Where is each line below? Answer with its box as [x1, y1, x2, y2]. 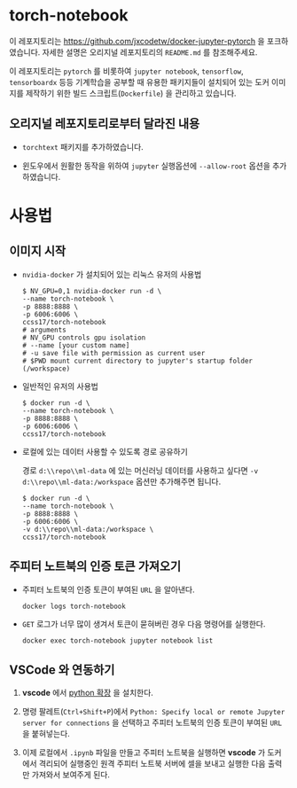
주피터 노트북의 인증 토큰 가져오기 [9, 559, 182, 574]
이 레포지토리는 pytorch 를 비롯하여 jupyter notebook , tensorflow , [9, 66, 244, 76]
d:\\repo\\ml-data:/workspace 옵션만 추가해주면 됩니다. [21, 476, 222, 487]
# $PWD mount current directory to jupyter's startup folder [21, 356, 254, 365]
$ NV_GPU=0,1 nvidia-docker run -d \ [21, 286, 162, 295]
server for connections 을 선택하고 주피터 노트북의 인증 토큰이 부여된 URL [21, 717, 282, 728]
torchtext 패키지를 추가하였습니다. [21, 141, 144, 152]
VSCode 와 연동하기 [9, 662, 115, 677]
